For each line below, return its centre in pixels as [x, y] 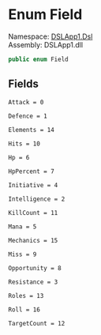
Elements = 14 [32, 130]
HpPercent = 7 [32, 171]
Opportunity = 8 [35, 268]
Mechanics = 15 [33, 240]
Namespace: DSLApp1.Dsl [50, 36]
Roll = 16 [24, 310]
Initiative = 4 [33, 185]
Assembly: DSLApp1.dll [46, 44]
